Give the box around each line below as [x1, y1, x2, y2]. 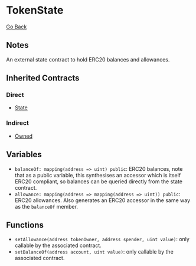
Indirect [6, 119, 30, 127]
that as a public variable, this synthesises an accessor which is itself [14, 171, 181, 179]
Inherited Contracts [6, 73, 80, 83]
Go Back [6, 23, 27, 30]
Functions [6, 220, 44, 230]
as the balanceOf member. [14, 203, 79, 210]
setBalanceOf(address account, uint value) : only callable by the [14, 248, 174, 255]
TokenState [6, 4, 64, 17]
